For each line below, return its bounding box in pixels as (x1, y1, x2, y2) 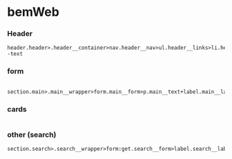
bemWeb (7, 4, 60, 20)
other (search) (7, 130, 57, 139)
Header (7, 29, 33, 39)
